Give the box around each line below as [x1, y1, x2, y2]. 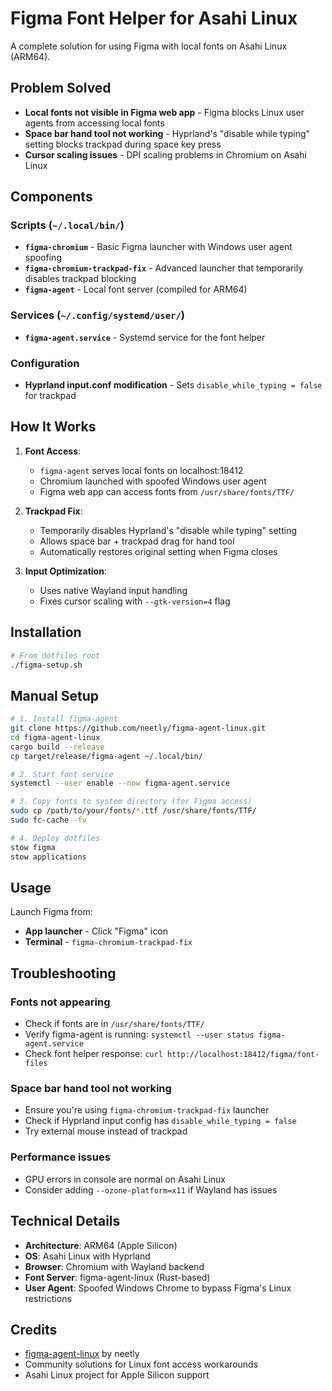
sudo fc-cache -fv [10, 815, 87, 826]
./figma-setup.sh [10, 660, 83, 670]
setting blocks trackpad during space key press [24, 138, 222, 150]
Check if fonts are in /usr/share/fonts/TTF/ [24, 1018, 205, 1030]
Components [10, 188, 93, 206]
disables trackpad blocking [24, 273, 137, 285]
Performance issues [10, 1150, 111, 1164]
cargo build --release [10, 742, 105, 752]
